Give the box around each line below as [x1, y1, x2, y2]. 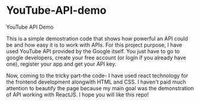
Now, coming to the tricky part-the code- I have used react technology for [6, 72, 189, 79]
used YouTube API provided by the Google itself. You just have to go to [6, 47, 180, 54]
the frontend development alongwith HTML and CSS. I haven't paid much [6, 78, 186, 85]
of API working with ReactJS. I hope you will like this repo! [6, 91, 149, 98]
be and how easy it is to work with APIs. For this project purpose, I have [6, 41, 183, 48]
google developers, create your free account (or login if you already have [6, 54, 186, 61]
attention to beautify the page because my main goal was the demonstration [6, 84, 194, 91]
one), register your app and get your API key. [6, 60, 116, 68]
